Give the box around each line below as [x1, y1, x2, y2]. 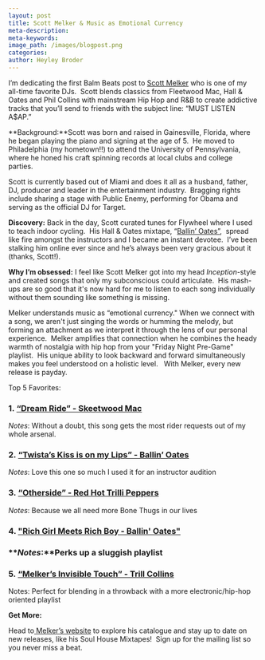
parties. [8, 161, 33, 171]
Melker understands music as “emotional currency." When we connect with [8, 308, 255, 318]
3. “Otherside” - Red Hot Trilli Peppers [8, 488, 159, 499]
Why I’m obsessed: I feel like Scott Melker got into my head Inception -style [8, 267, 256, 276]
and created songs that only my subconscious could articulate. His [8, 275, 229, 285]
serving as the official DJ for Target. [8, 202, 127, 211]
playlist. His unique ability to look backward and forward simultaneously [8, 350, 246, 360]
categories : [8, 49, 48, 57]
